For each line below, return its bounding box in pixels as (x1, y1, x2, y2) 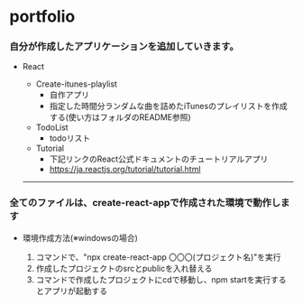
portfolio (9, 6, 76, 27)
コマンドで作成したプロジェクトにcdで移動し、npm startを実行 (35, 273, 271, 285)
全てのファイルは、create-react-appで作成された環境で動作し (9, 197, 281, 209)
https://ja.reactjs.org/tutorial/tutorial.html (49, 164, 201, 175)
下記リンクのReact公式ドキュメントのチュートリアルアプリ (49, 153, 269, 164)
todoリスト (49, 133, 91, 143)
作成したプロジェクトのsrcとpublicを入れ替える (35, 263, 213, 273)
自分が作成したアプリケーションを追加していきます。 (9, 41, 239, 53)
